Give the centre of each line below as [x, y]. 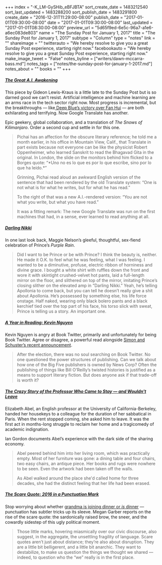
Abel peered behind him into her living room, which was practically [83, 453]
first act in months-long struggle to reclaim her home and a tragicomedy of [80, 424]
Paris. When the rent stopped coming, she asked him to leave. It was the [77, 419]
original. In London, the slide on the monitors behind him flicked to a [85, 157]
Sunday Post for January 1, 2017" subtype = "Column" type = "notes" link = [80, 38]
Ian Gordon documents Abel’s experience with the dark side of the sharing [79, 438]
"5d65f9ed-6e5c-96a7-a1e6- [124, 28]
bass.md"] [15, 64]
